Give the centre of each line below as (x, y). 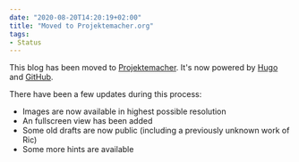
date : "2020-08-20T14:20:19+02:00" (76, 17)
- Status (26, 42)
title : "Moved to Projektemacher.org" (81, 26)
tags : (19, 34)
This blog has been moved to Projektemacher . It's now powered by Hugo (144, 68)
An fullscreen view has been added (87, 121)
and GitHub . (31, 77)
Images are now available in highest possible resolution (124, 111)
